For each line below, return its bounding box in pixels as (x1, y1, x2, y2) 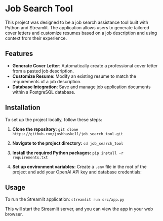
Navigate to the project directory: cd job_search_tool (12, 140, 123, 146)
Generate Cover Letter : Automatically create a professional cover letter (12, 62, 158, 68)
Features (5, 50, 33, 58)
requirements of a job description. (12, 78, 81, 84)
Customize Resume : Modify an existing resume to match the (12, 73, 137, 79)
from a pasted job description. (12, 68, 74, 74)
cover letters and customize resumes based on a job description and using (5, 30, 157, 36)
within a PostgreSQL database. (12, 89, 76, 95)
